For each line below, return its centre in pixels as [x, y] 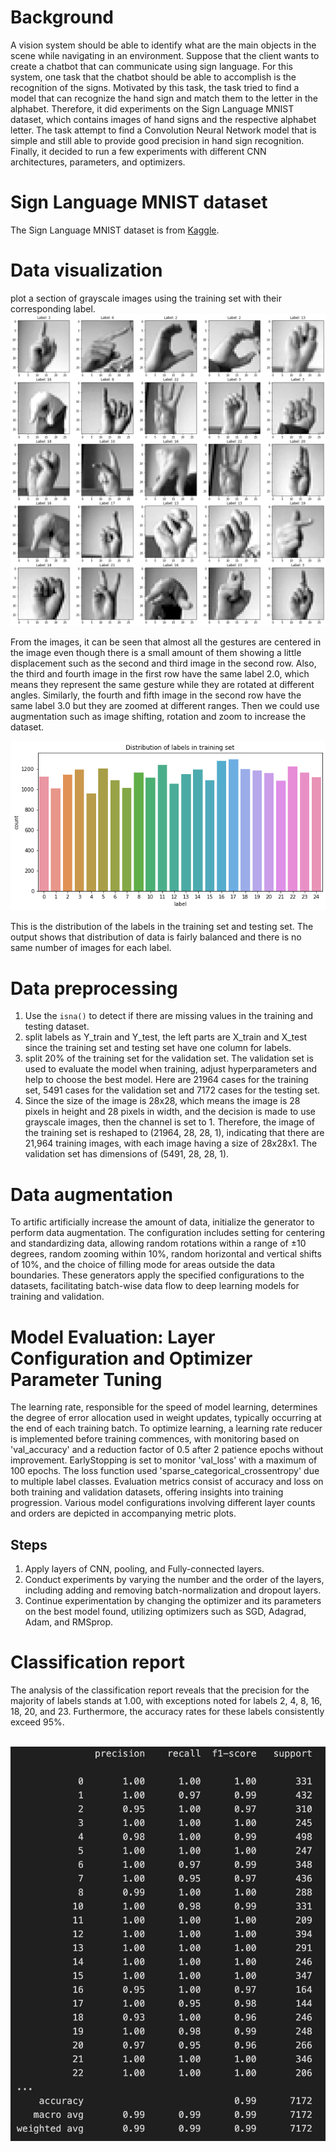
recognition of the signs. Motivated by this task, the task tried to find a [155, 87]
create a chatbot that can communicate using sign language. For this [151, 66]
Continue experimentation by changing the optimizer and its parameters [173, 1601]
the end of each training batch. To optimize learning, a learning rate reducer [166, 1428]
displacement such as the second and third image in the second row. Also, [163, 663]
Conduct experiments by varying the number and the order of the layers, [174, 1580]
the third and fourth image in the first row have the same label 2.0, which [160, 673]
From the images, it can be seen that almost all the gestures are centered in [166, 642]
